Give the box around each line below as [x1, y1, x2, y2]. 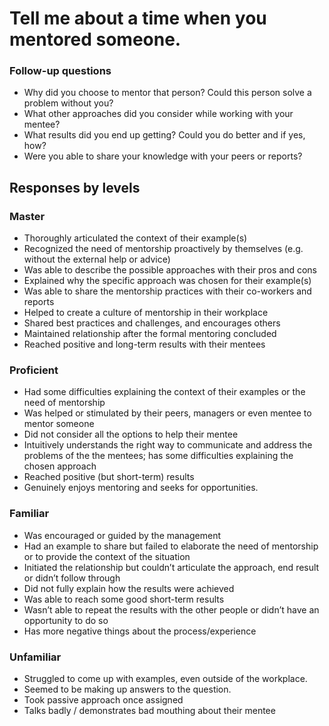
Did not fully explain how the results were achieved [23, 582, 235, 594]
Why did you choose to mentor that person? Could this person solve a [23, 87, 312, 99]
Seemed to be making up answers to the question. [23, 683, 232, 696]
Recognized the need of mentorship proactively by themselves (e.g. [23, 243, 304, 255]
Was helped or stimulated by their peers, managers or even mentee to [23, 407, 312, 419]
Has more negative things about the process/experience [23, 625, 257, 637]
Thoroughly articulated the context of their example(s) [23, 232, 248, 244]
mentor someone [23, 418, 95, 430]
